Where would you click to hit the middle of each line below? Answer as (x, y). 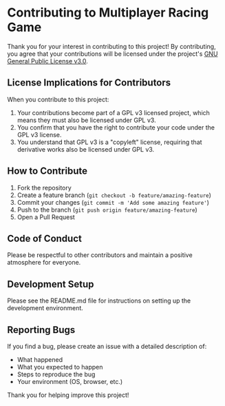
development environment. (45, 308)
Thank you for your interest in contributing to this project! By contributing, (111, 46)
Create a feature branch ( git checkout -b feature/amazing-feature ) (114, 195)
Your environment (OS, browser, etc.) (70, 382)
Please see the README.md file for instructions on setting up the (99, 301)
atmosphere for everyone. (44, 263)
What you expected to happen (60, 367)
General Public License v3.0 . (47, 61)
